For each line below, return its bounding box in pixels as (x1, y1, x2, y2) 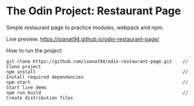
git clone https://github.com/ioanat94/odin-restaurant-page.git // (6, 58, 188, 64)
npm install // (6, 68, 188, 75)
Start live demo (6, 85, 47, 91)
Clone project (6, 64, 42, 70)
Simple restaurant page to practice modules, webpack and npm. (6, 24, 164, 31)
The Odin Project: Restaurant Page (6, 4, 181, 18)
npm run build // (6, 89, 188, 96)
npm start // (6, 79, 188, 85)
